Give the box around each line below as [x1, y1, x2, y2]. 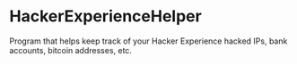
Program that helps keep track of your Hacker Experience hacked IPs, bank [9, 36, 288, 46]
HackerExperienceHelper [9, 6, 202, 27]
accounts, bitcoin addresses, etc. [9, 44, 133, 55]
